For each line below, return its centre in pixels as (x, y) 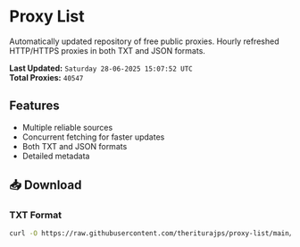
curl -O (24, 234)
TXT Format (36, 215)
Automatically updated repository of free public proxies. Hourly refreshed (144, 41)
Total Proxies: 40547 (46, 77)
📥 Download (46, 185)
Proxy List (47, 17)
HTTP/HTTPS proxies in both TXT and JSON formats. (107, 50)
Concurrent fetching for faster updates (93, 137)
